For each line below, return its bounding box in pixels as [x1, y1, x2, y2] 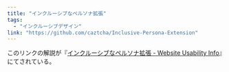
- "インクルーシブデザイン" [13, 23, 83, 29]
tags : [7, 16, 23, 23]
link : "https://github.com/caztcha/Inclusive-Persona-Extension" [7, 29, 198, 36]
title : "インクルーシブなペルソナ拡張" [7, 10, 107, 17]
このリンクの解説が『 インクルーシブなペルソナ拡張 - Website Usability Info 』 [7, 49, 223, 57]
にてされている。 [7, 58, 56, 66]
